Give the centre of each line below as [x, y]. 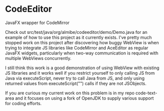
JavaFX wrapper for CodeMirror [37, 23]
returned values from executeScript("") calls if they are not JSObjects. [76, 83]
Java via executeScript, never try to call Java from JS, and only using [75, 78]
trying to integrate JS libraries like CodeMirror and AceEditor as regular [77, 48]
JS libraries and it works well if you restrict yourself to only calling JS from [80, 73]
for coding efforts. [23, 103]
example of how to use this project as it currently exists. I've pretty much [78, 37]
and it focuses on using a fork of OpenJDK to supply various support [84, 98]
